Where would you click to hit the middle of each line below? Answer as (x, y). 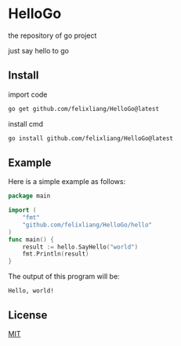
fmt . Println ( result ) (56, 254)
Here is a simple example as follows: (67, 182)
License (28, 315)
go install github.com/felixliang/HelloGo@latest (91, 138)
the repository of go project (52, 35)
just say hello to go (38, 50)
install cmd (26, 123)
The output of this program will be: (64, 277)
